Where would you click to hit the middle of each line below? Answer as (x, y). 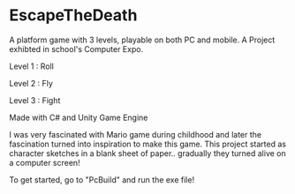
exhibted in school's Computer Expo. (76, 48)
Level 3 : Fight (35, 100)
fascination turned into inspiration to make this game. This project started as (148, 144)
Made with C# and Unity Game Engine (79, 117)
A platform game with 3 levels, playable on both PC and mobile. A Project (142, 40)
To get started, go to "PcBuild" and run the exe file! (102, 179)
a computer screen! (45, 162)
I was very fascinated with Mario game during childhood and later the (136, 134)
